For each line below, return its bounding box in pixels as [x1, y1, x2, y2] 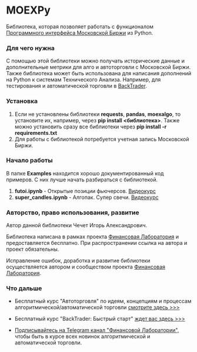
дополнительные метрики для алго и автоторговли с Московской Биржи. [6, 64, 191, 71]
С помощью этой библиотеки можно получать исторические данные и [6, 57, 185, 65]
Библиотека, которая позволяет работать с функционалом [6, 23, 154, 30]
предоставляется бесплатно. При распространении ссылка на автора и [6, 240, 188, 247]
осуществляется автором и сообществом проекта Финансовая [6, 263, 166, 271]
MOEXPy [6, 4, 51, 17]
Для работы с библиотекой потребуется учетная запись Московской [14, 135, 189, 142]
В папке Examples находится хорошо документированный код [6, 170, 164, 177]
